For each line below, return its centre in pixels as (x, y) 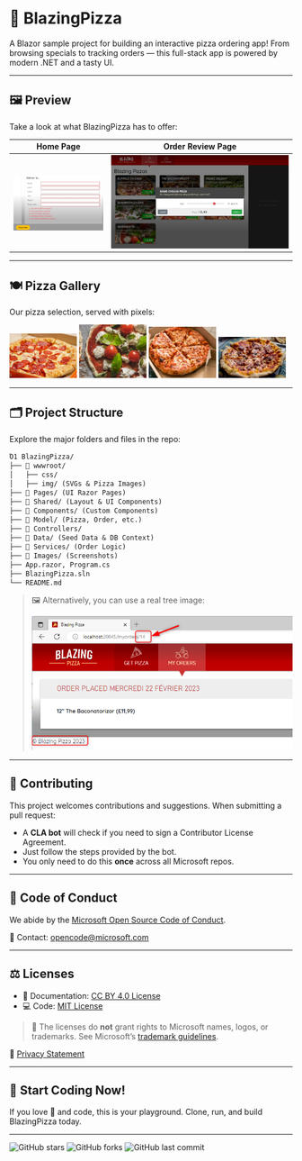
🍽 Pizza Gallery (55, 286)
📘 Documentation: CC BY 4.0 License (91, 995)
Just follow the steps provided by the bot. (99, 851)
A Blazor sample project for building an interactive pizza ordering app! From (150, 43)
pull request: (32, 815)
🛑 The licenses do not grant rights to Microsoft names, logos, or (150, 1027)
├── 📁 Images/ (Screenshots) (64, 556)
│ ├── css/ (34, 475)
